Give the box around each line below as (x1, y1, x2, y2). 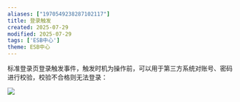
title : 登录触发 (7, 17, 51, 24)
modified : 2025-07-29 (7, 30, 72, 38)
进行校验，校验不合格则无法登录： (7, 73, 108, 81)
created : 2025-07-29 (7, 24, 69, 31)
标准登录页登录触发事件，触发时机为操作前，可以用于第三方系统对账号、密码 (7, 64, 233, 72)
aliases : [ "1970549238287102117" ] (7, 10, 111, 18)
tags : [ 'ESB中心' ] (7, 37, 60, 44)
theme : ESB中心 (7, 44, 51, 51)
